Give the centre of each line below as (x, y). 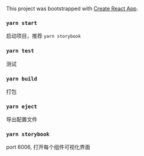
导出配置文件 (22, 119)
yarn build (22, 79)
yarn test (20, 51)
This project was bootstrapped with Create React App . (72, 9)
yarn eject (22, 106)
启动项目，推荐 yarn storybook (44, 36)
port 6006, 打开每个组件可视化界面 (48, 147)
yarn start (22, 23)
